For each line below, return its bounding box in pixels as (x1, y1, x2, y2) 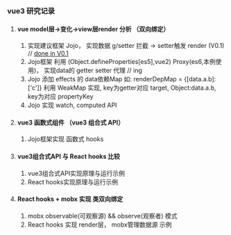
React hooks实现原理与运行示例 (27, 177, 119, 186)
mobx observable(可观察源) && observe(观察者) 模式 (27, 211, 178, 220)
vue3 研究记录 (7, 6, 55, 15)
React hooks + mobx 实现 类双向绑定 (17, 195, 123, 203)
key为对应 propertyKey (27, 92, 94, 101)
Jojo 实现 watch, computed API (27, 101, 117, 109)
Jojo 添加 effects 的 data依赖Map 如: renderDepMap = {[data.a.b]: (27, 75, 216, 83)
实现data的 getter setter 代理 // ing (44, 66, 142, 74)
